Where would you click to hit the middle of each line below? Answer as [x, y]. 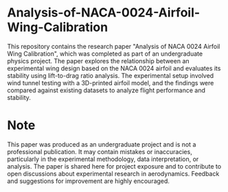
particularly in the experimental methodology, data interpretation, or [103, 159]
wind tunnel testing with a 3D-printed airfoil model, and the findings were [111, 83]
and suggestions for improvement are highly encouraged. [89, 181]
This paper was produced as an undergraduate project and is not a [102, 144]
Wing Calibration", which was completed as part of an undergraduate [105, 54]
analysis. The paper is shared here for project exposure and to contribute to [114, 166]
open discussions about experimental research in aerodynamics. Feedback [113, 173]
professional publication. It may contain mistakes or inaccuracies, [100, 151]
